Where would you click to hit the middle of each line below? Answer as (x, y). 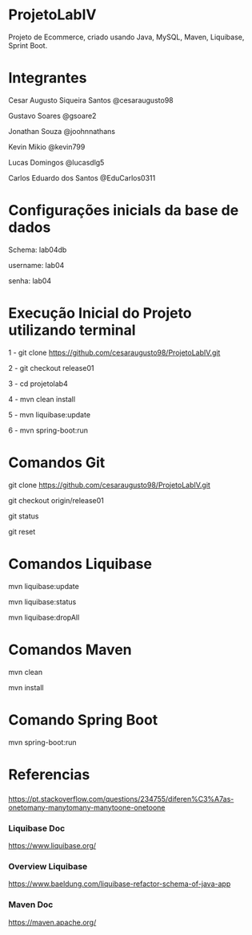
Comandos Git (57, 462)
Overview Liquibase (48, 866)
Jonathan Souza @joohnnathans (62, 131)
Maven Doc (31, 905)
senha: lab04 (30, 280)
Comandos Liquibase (80, 564)
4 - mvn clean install (42, 399)
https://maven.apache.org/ (52, 922)
